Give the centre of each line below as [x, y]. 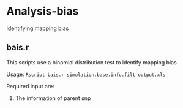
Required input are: [31, 86]
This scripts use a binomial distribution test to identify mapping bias [92, 62]
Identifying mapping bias [38, 28]
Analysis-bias [43, 11]
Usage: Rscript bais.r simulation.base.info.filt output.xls [86, 74]
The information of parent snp [53, 98]
